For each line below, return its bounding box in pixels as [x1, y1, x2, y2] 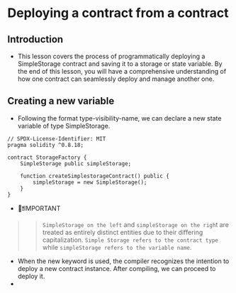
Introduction [7, 33, 64, 45]
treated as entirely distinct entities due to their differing [42, 228, 203, 236]
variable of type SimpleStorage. [17, 121, 111, 130]
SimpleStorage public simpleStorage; [20, 160, 132, 167]
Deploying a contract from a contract [7, 5, 229, 21]
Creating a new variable [7, 95, 115, 107]
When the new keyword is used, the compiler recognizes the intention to [17, 257, 230, 265]
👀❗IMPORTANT [17, 204, 61, 212]
